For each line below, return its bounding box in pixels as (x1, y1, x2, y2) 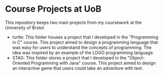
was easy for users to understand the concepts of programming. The (12, 44, 152, 50)
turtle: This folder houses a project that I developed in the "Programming (12, 34, 159, 40)
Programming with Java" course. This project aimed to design (31, 60, 156, 66)
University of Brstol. (5, 24, 46, 30)
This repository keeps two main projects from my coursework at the (5, 19, 142, 25)
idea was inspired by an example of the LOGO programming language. (12, 50, 154, 56)
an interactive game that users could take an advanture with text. (12, 65, 143, 71)
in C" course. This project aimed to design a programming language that (12, 39, 158, 45)
